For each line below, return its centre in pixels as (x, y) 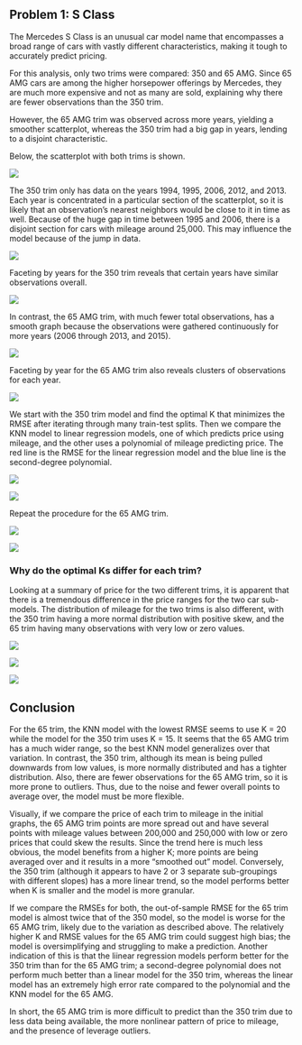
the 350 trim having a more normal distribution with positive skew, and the (147, 619)
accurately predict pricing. (59, 55)
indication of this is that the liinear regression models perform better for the (149, 956)
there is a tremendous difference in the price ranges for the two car (134, 600)
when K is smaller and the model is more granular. (102, 890)
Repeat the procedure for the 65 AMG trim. (89, 513)
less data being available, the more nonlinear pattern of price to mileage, (144, 1021)
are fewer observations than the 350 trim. (87, 102)
